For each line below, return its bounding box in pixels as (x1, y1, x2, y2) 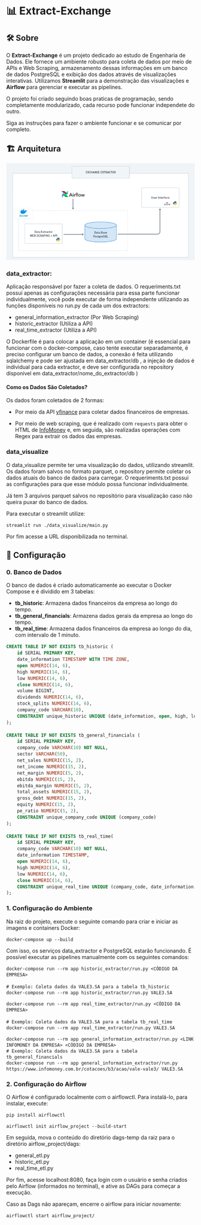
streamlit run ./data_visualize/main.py (6, 522, 109, 528)
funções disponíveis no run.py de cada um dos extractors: (6, 302, 150, 310)
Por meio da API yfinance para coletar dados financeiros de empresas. (14, 408, 190, 416)
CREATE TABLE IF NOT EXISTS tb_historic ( (6, 644, 114, 650)
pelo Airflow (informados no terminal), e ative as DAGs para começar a (6, 1182, 181, 1190)
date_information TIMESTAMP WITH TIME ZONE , (17, 656, 130, 663)
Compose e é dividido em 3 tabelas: (6, 588, 95, 595)
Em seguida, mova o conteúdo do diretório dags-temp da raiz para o (6, 1133, 175, 1141)
